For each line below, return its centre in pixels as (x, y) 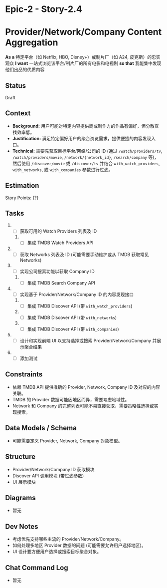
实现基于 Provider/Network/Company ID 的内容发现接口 (77, 294)
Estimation (22, 186)
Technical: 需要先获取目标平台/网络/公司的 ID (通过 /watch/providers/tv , (87, 151)
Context (18, 113)
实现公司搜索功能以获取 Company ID (57, 271)
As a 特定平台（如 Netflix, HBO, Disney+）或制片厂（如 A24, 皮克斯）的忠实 (83, 57)
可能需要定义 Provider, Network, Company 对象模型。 (67, 441)
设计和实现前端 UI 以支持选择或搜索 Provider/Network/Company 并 (88, 340)
